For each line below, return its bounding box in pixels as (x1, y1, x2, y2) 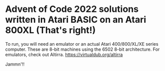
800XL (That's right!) (5, 25, 96, 36)
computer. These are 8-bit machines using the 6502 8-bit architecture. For (5, 46, 160, 52)
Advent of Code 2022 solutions (5, 3, 139, 15)
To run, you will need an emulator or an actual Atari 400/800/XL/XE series (5, 41, 158, 47)
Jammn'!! (5, 61, 25, 67)
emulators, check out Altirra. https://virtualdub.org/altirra (5, 51, 123, 58)
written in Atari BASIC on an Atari (5, 14, 146, 25)
